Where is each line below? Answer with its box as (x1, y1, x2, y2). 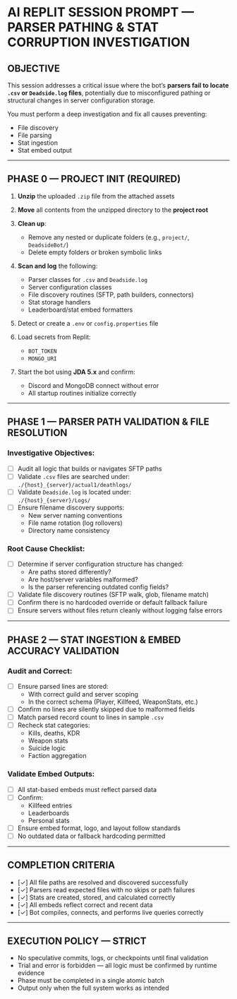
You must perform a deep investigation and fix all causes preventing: (7, 110, 207, 118)
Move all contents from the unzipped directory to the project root (17, 206, 209, 214)
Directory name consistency (28, 526, 111, 534)
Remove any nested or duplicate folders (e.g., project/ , (28, 232, 190, 241)
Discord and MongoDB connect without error (28, 381, 159, 389)
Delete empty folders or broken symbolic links (28, 248, 162, 256)
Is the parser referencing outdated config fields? (28, 583, 169, 591)
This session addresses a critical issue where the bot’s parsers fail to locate (7, 81, 229, 89)
